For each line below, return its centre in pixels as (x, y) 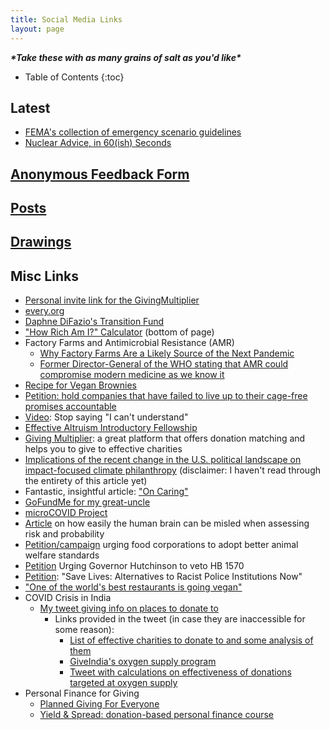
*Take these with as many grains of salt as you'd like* (126, 57)
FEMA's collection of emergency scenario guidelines (133, 132)
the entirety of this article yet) (86, 481)
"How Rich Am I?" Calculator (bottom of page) (119, 332)
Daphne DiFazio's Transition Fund (94, 322)
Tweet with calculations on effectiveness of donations (180, 672)
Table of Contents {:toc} (74, 77)
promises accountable (70, 407)
